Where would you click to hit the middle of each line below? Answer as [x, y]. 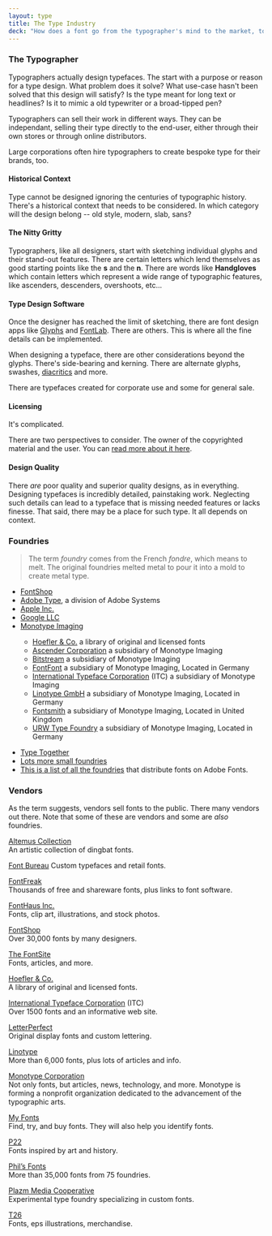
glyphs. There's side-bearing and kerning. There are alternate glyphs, [125, 364]
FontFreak [25, 881]
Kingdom [47, 719]
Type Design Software [47, 304]
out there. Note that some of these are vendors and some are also [119, 817]
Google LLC [40, 617]
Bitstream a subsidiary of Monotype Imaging [106, 659]
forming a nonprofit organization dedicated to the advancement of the [125, 1093]
